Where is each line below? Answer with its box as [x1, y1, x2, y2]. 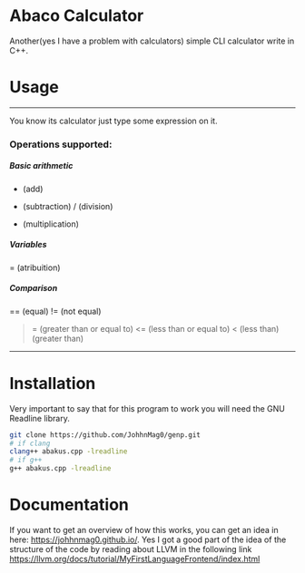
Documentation [9, 495, 130, 515]
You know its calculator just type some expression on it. [9, 115, 218, 126]
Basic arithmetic [9, 160, 74, 171]
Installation [9, 373, 96, 393]
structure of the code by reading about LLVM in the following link [9, 543, 252, 554]
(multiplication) [22, 219, 80, 229]
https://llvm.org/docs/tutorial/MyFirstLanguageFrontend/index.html [9, 553, 261, 564]
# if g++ [9, 455, 43, 465]
